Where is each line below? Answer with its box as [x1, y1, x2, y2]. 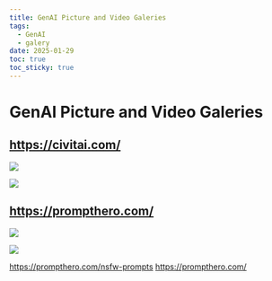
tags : [9, 22, 30, 31]
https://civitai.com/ [9, 137, 121, 153]
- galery [17, 38, 50, 48]
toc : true [9, 55, 47, 64]
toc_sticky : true [9, 64, 75, 73]
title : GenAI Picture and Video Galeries [9, 13, 167, 22]
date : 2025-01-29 [9, 47, 75, 56]
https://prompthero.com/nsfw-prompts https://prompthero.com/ [9, 261, 247, 272]
